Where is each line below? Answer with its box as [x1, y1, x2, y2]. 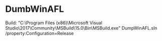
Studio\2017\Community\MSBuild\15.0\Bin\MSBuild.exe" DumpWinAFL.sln [5, 25, 157, 31]
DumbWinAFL [5, 3, 64, 15]
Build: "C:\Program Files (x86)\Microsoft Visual [5, 20, 103, 26]
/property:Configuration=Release [5, 30, 74, 36]
